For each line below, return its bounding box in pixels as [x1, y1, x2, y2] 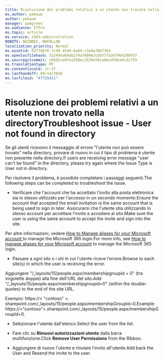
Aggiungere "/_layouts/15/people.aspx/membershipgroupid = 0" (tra [5, 270, 143, 276]
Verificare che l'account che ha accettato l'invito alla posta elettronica [12, 190, 154, 195]
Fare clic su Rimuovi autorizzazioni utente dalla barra [12, 330, 122, 336]
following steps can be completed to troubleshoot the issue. [5, 180, 127, 186]
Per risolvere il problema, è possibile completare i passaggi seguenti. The [5, 175, 152, 181]
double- [131, 280, 147, 286]
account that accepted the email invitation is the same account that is [12, 200, 153, 206]
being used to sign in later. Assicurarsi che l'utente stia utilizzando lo [12, 205, 151, 211]
